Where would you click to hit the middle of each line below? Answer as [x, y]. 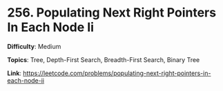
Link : [14, 73]
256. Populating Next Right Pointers [111, 13]
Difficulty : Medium [34, 46]
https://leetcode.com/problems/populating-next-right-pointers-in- [117, 73]
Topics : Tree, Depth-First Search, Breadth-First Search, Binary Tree [104, 59]
